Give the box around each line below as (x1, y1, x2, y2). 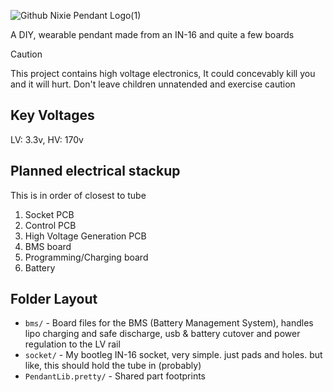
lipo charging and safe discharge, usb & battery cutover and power (24, 328, 301, 340)
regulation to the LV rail (24, 338, 121, 350)
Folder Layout (10, 291, 98, 308)
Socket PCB (24, 208, 75, 220)
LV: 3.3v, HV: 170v (10, 133, 84, 145)
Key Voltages (10, 107, 95, 124)
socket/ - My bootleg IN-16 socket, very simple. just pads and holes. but (24, 349, 323, 361)
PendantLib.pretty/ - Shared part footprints (24, 370, 206, 382)
